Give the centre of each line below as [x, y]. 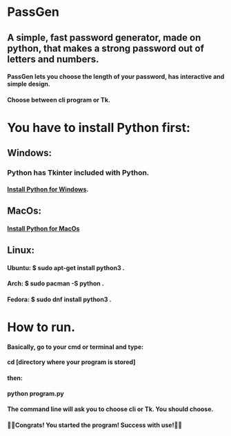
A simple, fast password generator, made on [104, 38]
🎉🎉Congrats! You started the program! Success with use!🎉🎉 [95, 425]
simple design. [29, 84]
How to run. [41, 327]
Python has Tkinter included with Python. [78, 173]
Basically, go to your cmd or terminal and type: [75, 347]
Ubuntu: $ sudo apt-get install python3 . [66, 267]
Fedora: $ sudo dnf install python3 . [59, 300]
